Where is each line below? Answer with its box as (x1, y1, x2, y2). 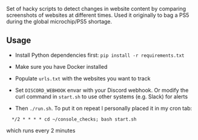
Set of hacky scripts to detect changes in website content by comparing (6, 5, 186, 12)
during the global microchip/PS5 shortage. (6, 18, 113, 25)
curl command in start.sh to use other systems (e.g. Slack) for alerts (15, 93, 188, 100)
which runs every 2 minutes (6, 127, 76, 134)
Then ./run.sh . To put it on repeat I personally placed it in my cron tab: (15, 104, 193, 112)
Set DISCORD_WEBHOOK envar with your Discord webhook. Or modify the (15, 86, 189, 94)
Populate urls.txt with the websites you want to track (15, 75, 151, 82)
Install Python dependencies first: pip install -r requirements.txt (15, 51, 185, 59)
